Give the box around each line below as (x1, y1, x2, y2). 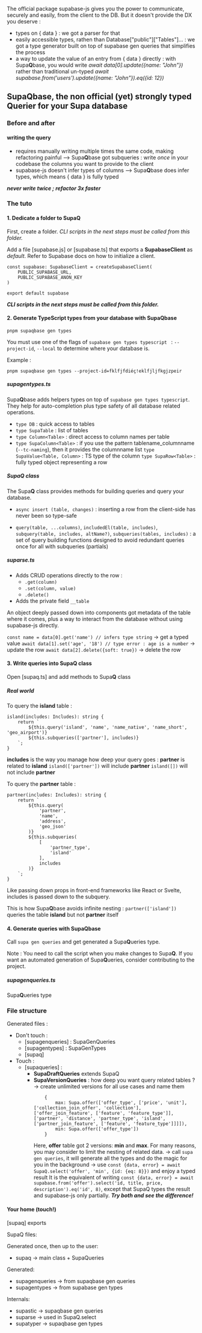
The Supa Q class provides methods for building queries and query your (7, 487, 185, 495)
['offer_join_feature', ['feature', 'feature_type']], (33, 1111, 174, 1117)
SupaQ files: (7, 1231, 38, 1238)
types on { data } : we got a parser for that (15, 29, 120, 37)
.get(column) (24, 579, 58, 585)
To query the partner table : (7, 780, 76, 787)
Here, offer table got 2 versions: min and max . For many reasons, (33, 1142, 197, 1149)
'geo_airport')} (7, 729, 47, 735)
